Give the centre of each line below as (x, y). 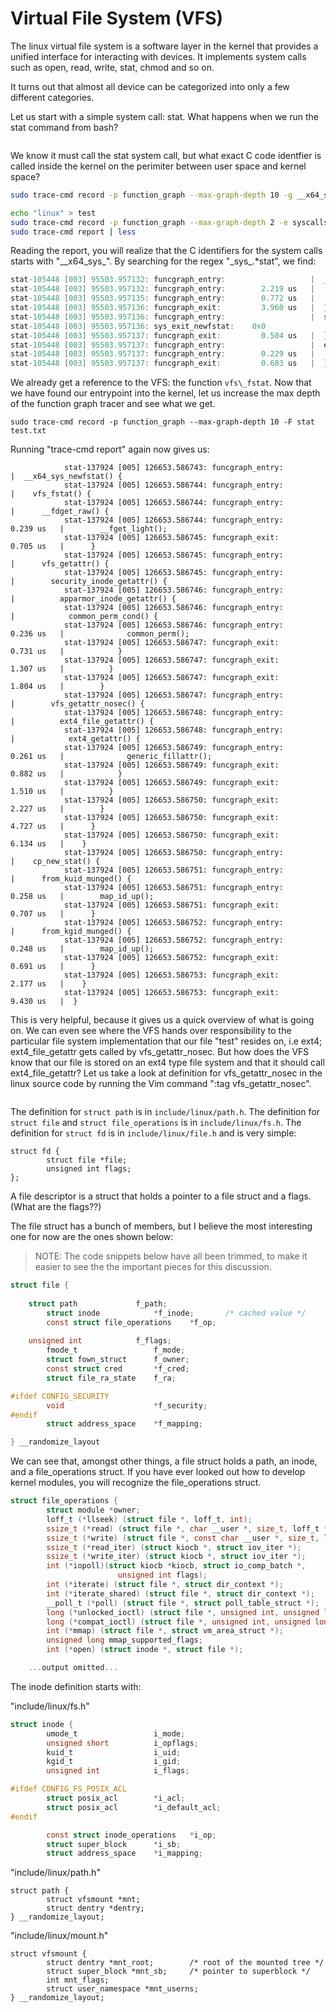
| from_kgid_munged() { (71, 932)
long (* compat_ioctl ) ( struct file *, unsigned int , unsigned (178, 1622)
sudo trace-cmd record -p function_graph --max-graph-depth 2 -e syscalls (169, 222)
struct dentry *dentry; (95, 1908)
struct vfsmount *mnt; (93, 1900)
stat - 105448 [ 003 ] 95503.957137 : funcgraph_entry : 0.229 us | (162, 354)
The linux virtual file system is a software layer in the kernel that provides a (164, 46)
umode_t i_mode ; (116, 1733)
